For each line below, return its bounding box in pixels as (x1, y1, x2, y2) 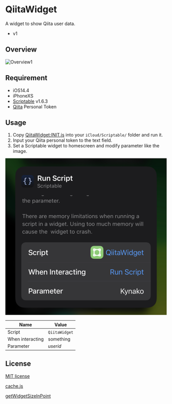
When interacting (7, 336, 44, 342)
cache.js (5, 383, 24, 389)
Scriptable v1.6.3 (12, 98, 48, 104)
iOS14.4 (12, 87, 30, 93)
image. (12, 148, 28, 154)
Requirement (5, 74, 48, 82)
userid (48, 343, 61, 349)
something (48, 336, 71, 342)
